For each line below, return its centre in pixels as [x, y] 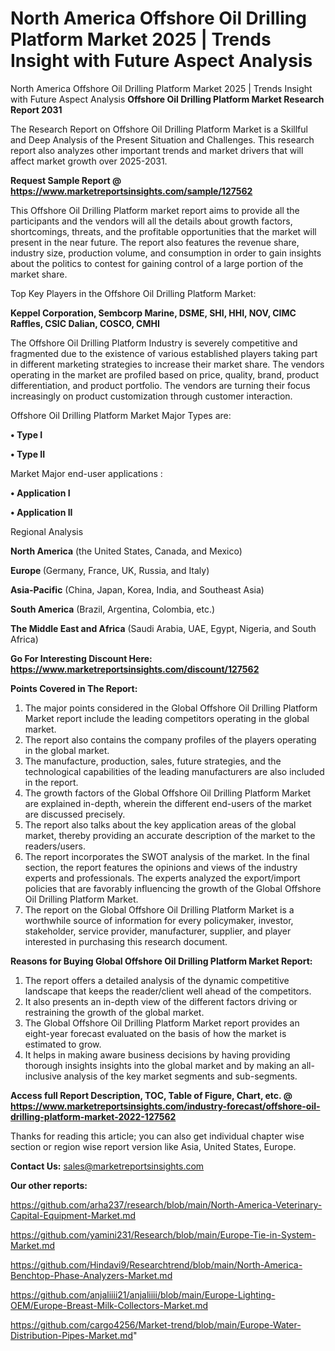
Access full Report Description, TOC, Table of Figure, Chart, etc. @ [151, 1095]
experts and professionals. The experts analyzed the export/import [162, 878]
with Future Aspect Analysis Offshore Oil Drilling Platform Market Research [167, 99]
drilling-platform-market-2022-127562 [93, 1116]
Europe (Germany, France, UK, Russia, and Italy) [110, 570]
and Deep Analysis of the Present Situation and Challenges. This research [162, 139]
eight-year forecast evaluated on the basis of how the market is [155, 1033]
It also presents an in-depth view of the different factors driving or [161, 1001]
